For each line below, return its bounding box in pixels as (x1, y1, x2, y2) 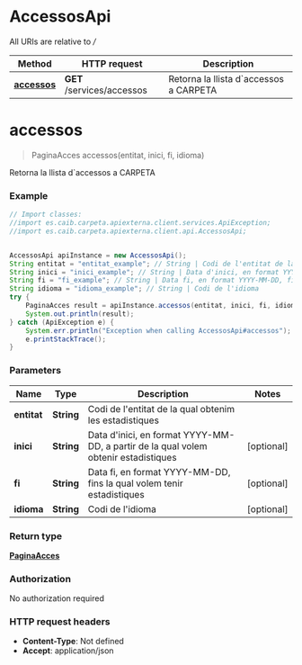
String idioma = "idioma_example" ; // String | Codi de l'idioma (9, 284, 259, 293)
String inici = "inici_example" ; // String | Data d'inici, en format (9, 267, 280, 276)
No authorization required (9, 593, 105, 604)
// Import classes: (9, 210, 83, 220)
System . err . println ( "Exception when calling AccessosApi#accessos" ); (25, 326, 292, 335)
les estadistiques (87, 414, 160, 427)
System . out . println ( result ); (25, 309, 135, 319)
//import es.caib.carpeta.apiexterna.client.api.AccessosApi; (9, 227, 247, 236)
